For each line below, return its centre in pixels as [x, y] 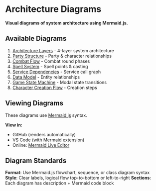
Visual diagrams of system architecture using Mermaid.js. [67, 23]
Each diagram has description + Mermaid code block [60, 183]
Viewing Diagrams [34, 103]
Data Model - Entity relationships [46, 77]
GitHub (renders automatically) [44, 134]
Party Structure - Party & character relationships [62, 56]
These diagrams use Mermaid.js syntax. [46, 115]
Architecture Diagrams [53, 9]
